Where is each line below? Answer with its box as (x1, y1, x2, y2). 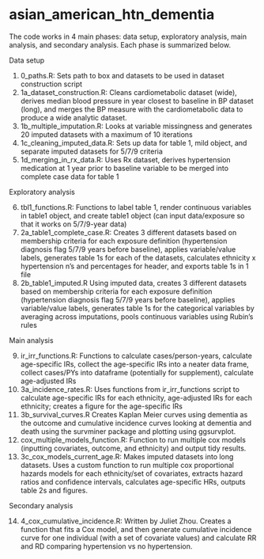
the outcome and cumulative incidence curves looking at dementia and (20, 418, 252, 428)
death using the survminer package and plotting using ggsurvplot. (20, 426, 236, 436)
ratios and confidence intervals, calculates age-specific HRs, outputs (20, 477, 246, 486)
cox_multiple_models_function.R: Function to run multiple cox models (20, 435, 246, 444)
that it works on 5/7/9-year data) (20, 219, 127, 229)
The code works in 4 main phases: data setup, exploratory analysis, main (9, 32, 247, 41)
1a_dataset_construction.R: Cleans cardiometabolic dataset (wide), (20, 87, 238, 97)
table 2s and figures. (20, 485, 88, 495)
